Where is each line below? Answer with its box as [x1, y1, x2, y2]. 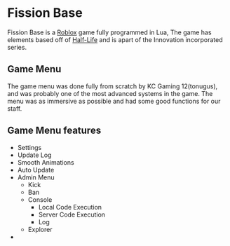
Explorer [27, 225, 53, 233]
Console [27, 195, 53, 204]
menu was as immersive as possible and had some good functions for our [7, 97, 221, 105]
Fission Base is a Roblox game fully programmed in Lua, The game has [7, 28, 212, 36]
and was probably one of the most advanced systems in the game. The [7, 89, 213, 97]
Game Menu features [7, 125, 102, 137]
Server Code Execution [38, 210, 106, 219]
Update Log [17, 151, 52, 159]
